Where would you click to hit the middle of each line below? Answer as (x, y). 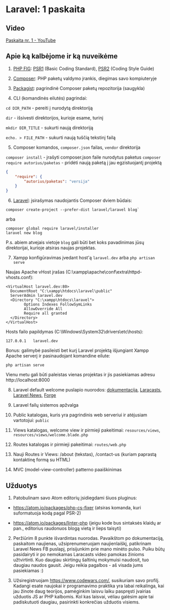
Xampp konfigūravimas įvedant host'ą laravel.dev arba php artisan (84, 258)
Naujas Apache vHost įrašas (35, 272)
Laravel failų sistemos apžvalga (46, 405)
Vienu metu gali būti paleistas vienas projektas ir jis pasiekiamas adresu (80, 375)
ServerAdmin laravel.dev (36, 296)
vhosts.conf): (19, 278)
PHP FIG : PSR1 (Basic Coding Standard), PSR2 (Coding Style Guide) (84, 68)
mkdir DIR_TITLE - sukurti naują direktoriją (50, 128)
